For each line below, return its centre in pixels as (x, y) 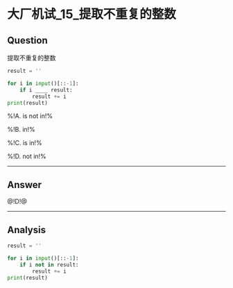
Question (27, 40)
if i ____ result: (46, 90)
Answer (25, 185)
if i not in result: (49, 264)
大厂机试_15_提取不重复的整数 (92, 14)
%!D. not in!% (27, 156)
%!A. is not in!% (30, 116)
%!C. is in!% (25, 143)
